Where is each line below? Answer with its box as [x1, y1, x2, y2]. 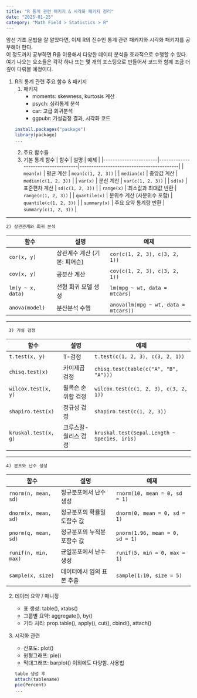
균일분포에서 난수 [60, 548, 106, 555]
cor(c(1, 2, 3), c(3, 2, [110, 251, 179, 257]
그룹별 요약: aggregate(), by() [23, 612, 93, 619]
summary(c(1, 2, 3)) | [23, 206, 77, 213]
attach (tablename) [14, 676, 60, 682]
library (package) [14, 132, 57, 138]
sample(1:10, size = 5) [116, 572, 183, 579]
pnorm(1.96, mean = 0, [116, 530, 179, 536]
